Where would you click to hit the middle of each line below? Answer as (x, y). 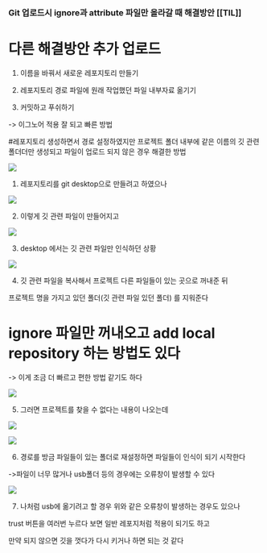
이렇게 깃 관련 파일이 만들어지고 (69, 216)
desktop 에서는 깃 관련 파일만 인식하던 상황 (88, 248)
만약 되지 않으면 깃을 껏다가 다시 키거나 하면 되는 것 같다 (96, 540)
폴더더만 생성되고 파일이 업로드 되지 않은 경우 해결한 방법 (97, 152)
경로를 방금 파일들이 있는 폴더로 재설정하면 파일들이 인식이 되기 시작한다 (133, 456)
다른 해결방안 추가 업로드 (85, 49)
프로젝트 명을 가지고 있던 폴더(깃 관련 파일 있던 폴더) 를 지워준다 (109, 297)
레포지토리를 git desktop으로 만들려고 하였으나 (93, 184)
